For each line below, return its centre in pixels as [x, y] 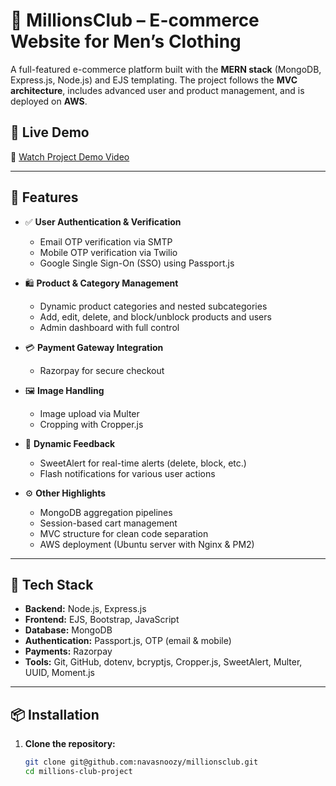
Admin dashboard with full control [109, 327]
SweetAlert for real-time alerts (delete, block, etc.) [143, 463]
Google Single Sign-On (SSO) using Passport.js [137, 263]
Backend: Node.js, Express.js [85, 609]
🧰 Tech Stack [52, 584]
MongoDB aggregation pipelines [106, 512]
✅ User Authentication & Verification [103, 221]
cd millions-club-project [78, 772]
